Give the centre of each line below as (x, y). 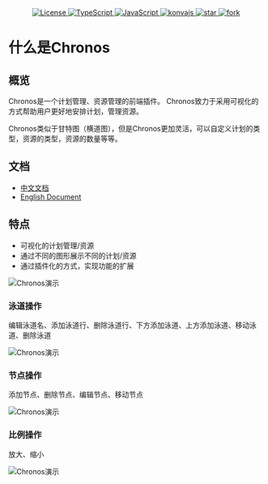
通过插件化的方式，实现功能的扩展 (77, 266)
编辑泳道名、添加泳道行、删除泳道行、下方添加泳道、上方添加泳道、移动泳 (132, 325)
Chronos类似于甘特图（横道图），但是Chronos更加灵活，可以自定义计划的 (131, 128)
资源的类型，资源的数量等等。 (72, 139)
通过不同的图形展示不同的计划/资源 (78, 255)
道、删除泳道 (30, 335)
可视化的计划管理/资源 (57, 245)
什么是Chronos (60, 48)
